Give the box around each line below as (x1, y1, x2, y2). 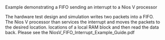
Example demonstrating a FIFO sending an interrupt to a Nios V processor (5, 4, 157, 10)
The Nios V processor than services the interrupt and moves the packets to (5, 19, 160, 25)
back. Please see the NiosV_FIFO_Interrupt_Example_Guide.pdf (5, 30, 135, 35)
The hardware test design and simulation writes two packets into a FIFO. (5, 14, 154, 19)
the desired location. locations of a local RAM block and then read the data (5, 24, 159, 30)
